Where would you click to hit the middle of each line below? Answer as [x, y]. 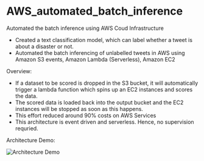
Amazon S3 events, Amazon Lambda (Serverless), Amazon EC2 [95, 59]
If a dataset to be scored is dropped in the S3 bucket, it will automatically [107, 83]
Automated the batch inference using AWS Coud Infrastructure [85, 28]
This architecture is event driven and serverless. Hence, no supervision [104, 122]
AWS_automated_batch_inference [95, 11]
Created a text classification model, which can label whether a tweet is [104, 40]
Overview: [19, 71]
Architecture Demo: [31, 140]
